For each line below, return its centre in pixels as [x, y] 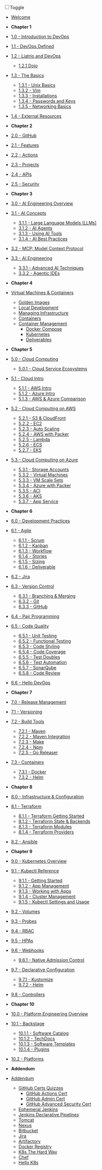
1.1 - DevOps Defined [32, 46]
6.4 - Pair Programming [35, 616]
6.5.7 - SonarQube [37, 668]
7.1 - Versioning [26, 712]
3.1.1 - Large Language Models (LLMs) [57, 223]
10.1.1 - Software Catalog [43, 1033]
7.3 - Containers [27, 762]
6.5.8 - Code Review [39, 673]
